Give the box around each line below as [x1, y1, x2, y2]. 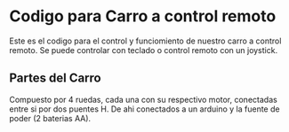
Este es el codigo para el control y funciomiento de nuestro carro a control [9, 35, 282, 46]
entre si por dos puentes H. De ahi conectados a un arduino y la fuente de [9, 104, 280, 114]
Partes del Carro [9, 71, 101, 86]
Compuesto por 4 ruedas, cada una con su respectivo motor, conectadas [9, 94, 277, 105]
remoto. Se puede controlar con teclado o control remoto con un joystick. [9, 44, 278, 55]
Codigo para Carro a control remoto [9, 6, 277, 27]
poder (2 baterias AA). [9, 113, 92, 123]
